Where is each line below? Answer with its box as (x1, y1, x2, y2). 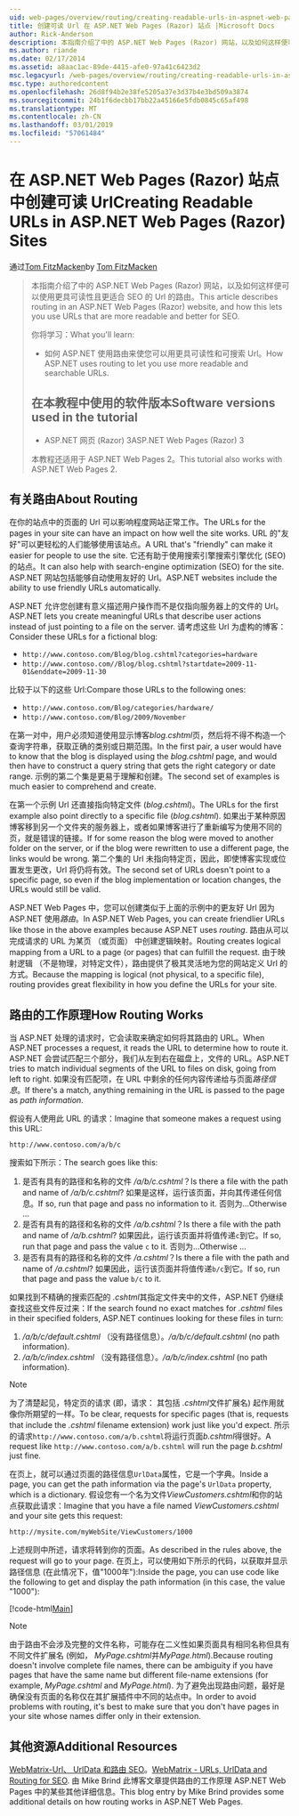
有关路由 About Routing (9, 491, 138, 507)
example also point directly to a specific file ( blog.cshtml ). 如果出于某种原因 (9, 811, 287, 822)
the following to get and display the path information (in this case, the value (9, 1577, 286, 1587)
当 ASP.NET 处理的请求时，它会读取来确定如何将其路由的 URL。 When (9, 1033, 265, 1043)
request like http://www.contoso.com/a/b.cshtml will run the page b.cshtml (9, 1441, 283, 1452)
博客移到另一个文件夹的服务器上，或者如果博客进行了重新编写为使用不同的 (9, 822, 282, 832)
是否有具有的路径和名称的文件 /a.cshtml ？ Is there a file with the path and (21, 1253, 290, 1263)
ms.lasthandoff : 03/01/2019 (9, 121, 114, 130)
